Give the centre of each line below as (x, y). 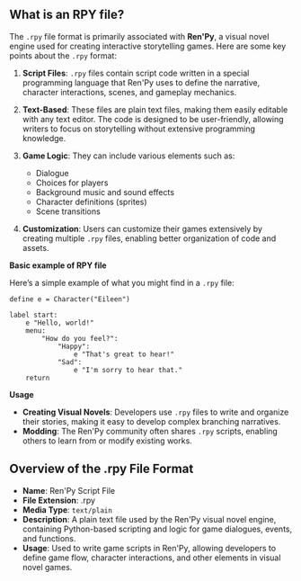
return (38, 378)
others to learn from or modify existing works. (107, 441)
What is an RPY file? (67, 15)
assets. (35, 247)
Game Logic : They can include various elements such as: (128, 156)
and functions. (49, 538)
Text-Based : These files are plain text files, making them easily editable (155, 109)
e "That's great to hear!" (124, 354)
